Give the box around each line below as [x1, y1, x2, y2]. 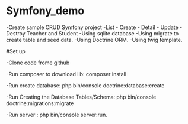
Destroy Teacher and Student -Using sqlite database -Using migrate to [6, 30, 179, 37]
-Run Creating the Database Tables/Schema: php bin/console [6, 93, 157, 100]
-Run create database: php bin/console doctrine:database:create [6, 81, 165, 89]
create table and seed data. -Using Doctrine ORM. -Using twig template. [6, 36, 183, 43]
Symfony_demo [6, 4, 85, 18]
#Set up [6, 47, 26, 54]
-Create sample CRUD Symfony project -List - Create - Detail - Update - [6, 24, 183, 31]
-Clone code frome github [6, 59, 70, 66]
